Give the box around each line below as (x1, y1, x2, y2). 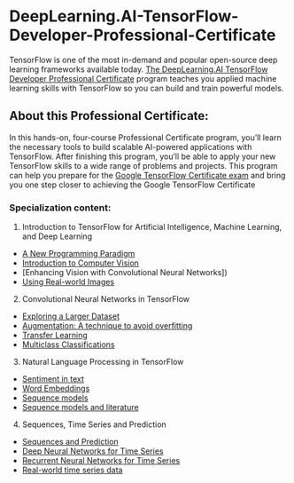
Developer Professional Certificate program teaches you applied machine (9, 73, 277, 83)
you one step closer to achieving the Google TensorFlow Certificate (9, 179, 256, 190)
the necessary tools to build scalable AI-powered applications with (9, 141, 252, 152)
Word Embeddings (21, 384, 90, 394)
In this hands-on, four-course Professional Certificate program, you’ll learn (9, 131, 282, 143)
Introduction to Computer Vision (21, 257, 140, 268)
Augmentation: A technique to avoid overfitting (21, 321, 193, 331)
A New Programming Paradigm (21, 249, 135, 259)
